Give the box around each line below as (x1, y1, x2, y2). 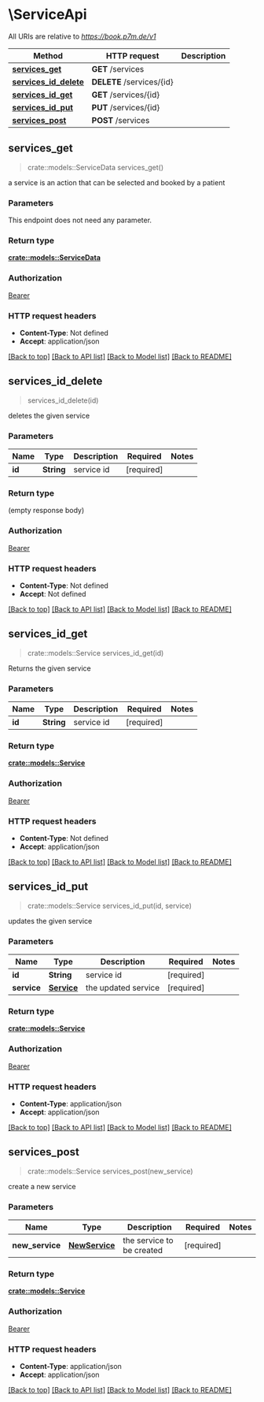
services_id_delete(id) (27, 396, 99, 405)
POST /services (91, 114, 150, 125)
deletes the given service (8, 411, 90, 420)
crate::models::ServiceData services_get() (27, 162, 164, 172)
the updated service (85, 983, 160, 994)
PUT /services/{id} (91, 102, 160, 113)
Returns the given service (8, 664, 92, 673)
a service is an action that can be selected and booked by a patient (8, 177, 225, 187)
